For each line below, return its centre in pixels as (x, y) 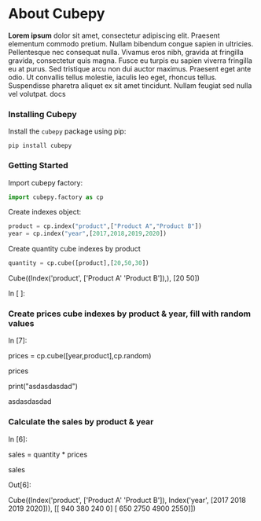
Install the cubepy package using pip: (67, 131)
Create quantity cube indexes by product (74, 249)
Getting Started (38, 166)
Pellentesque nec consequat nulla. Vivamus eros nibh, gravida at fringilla (126, 52)
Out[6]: (20, 485)
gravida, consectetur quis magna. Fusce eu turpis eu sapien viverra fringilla (130, 61)
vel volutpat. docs (37, 94)
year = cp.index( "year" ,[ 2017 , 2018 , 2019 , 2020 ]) (88, 234)
